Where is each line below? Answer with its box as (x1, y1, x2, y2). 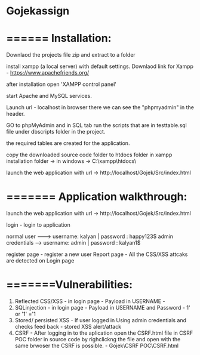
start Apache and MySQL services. (6, 92, 93, 100)
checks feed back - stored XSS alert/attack (14, 323, 121, 330)
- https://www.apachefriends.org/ (6, 69, 90, 76)
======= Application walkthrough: (6, 190, 187, 203)
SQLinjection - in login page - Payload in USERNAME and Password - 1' (14, 304, 190, 311)
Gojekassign (6, 4, 70, 18)
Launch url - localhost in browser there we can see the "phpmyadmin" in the (6, 104, 194, 111)
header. (6, 110, 25, 118)
